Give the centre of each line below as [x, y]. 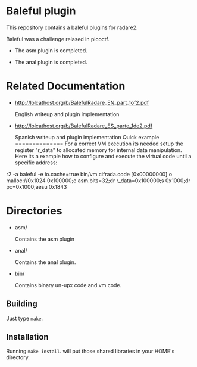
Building [22, 304]
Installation [27, 337]
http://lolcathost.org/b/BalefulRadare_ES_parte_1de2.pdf [84, 126]
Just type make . [25, 318]
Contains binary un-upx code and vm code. [68, 285]
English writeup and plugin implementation [67, 114]
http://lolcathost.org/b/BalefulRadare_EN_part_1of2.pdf [82, 102]
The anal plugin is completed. [51, 62]
